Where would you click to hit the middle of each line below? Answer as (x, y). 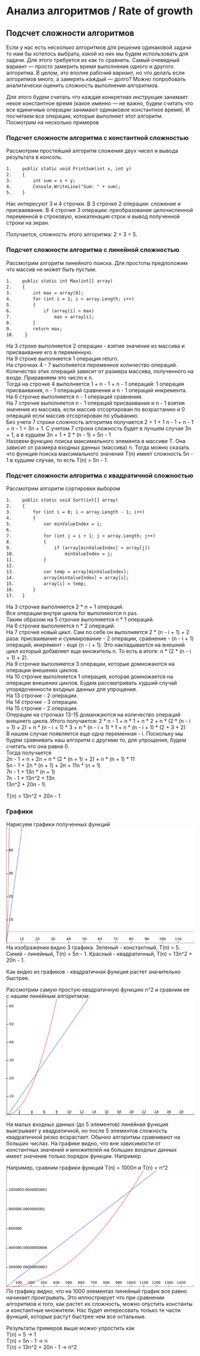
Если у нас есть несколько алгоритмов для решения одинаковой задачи (99, 47)
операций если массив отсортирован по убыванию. (73, 416)
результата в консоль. (35, 157)
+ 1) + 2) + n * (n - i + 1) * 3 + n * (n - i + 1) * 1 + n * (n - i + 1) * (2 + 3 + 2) (96, 727)
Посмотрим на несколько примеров (53, 122)
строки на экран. (28, 223)
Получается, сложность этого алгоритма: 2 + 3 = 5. (72, 235)
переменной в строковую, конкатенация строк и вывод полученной (93, 217)
